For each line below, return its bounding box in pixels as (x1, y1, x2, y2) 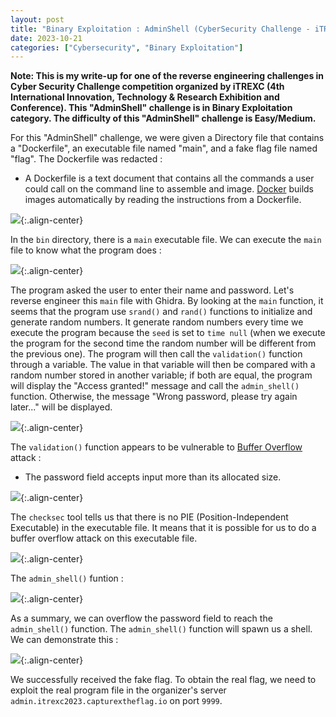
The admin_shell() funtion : (10, 572, 124, 585)
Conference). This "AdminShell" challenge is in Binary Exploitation (10, 102, 293, 114)
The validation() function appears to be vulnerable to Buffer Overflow (10, 441, 303, 453)
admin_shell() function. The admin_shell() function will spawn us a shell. (10, 623, 313, 635)
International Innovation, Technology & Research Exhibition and (10, 91, 280, 103)
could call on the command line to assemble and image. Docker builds (24, 183, 314, 195)
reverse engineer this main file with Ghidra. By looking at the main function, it (10, 295, 324, 307)
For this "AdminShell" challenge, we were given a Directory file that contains (10, 132, 325, 144)
